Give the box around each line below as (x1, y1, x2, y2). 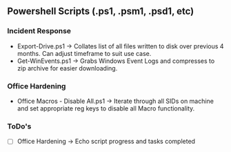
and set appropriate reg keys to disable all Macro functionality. (17, 104, 195, 113)
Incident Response (7, 26, 71, 36)
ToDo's (7, 121, 32, 131)
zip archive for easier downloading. (17, 64, 118, 72)
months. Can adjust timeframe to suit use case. (17, 49, 152, 57)
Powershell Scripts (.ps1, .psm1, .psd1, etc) (7, 6, 194, 17)
